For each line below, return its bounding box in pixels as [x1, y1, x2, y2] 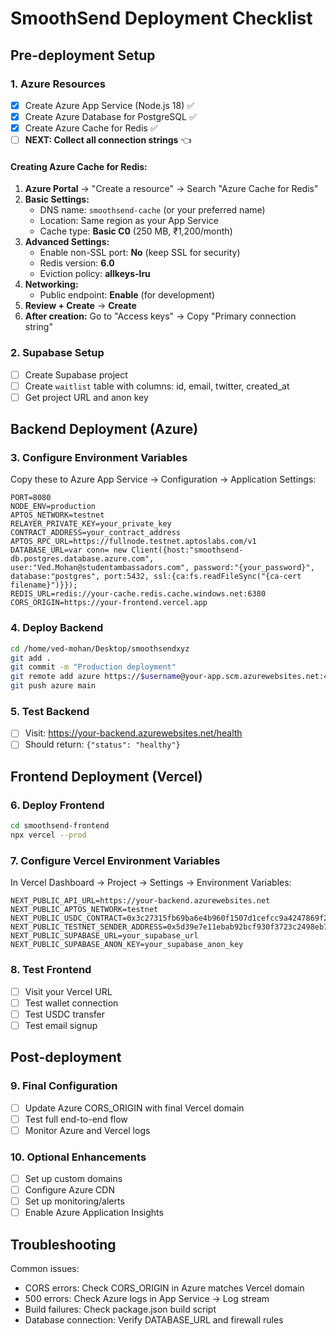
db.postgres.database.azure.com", [10, 554, 155, 564]
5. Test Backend [10, 705, 90, 719]
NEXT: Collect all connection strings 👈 [24, 134, 192, 146]
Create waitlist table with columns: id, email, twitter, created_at [24, 380, 290, 392]
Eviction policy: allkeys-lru [39, 268, 151, 280]
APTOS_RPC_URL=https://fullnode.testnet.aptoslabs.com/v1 [10, 537, 257, 547]
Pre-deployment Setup [10, 47, 156, 64]
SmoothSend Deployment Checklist [10, 7, 313, 30]
